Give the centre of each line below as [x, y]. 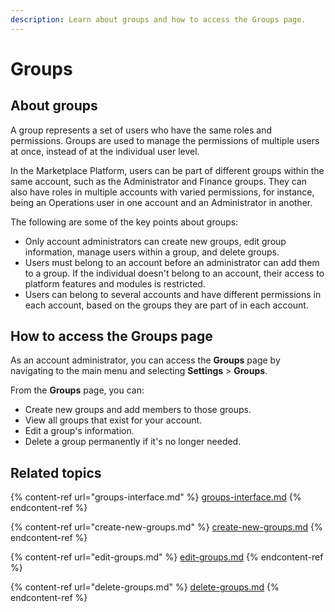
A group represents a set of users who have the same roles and [141, 130]
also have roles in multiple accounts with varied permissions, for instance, [162, 192]
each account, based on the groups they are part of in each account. [166, 305]
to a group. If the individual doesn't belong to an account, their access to [174, 273]
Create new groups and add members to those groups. [138, 410]
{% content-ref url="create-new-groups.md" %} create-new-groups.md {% [166, 527]
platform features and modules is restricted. [115, 283]
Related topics [56, 472]
